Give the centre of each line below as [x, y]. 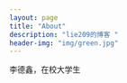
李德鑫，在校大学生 [45, 69]
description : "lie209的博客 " [64, 34]
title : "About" [38, 26]
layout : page [34, 18]
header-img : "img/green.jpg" [64, 43]
